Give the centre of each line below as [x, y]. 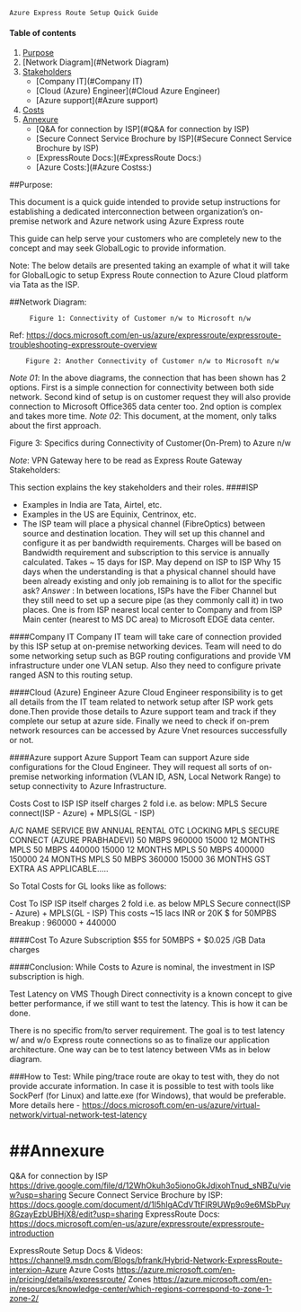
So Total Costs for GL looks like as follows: [88, 886]
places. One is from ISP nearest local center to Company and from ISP [152, 610]
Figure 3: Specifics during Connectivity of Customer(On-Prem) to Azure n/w [150, 443]
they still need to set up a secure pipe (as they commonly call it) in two [153, 600]
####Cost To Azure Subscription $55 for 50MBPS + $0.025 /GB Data [137, 940]
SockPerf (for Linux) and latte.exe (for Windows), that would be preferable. [148, 1095]
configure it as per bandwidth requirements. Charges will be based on [152, 543]
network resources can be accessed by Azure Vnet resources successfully [148, 731]
